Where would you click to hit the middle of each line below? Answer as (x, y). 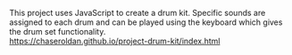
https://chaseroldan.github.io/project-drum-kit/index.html (115, 41)
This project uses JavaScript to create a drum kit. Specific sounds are (138, 13)
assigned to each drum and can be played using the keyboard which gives (146, 22)
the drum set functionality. (58, 31)
